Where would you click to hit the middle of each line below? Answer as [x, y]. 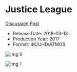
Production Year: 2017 [36, 39]
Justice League [39, 9]
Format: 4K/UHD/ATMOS [39, 44]
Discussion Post [22, 23]
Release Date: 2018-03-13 [40, 33]
